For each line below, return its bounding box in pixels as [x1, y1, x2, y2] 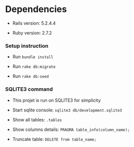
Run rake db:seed [12, 73, 49, 79]
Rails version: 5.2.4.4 [12, 20, 56, 26]
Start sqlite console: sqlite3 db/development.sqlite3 [12, 107, 122, 113]
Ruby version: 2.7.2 [12, 30, 52, 36]
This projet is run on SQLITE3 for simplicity [12, 97, 101, 103]
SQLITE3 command [5, 86, 53, 93]
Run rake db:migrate [12, 64, 56, 70]
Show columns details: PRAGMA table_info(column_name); [12, 126, 130, 132]
